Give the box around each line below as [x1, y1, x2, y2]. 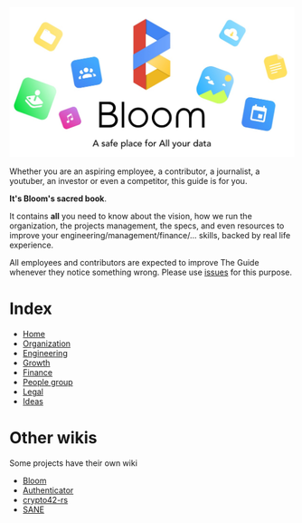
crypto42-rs [22, 495, 69, 506]
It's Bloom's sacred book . [9, 193, 107, 204]
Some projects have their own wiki [9, 458, 138, 469]
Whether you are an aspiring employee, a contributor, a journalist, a [9, 166, 260, 177]
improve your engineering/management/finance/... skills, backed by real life [9, 230, 291, 241]
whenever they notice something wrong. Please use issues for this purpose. [9, 266, 292, 278]
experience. [9, 239, 54, 251]
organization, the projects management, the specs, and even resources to [9, 220, 285, 231]
